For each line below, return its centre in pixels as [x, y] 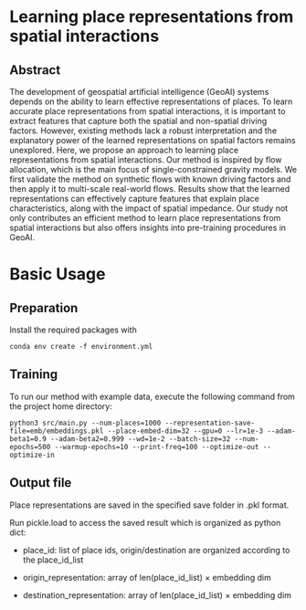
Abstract [35, 70]
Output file [41, 483]
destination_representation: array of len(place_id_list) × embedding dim [157, 594]
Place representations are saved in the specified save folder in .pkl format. [149, 505]
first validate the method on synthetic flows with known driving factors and [150, 179]
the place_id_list [53, 560]
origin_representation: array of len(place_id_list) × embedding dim [147, 577]
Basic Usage [58, 274]
